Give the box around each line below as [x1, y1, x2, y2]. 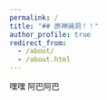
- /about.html [17, 55, 71, 64]
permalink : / [9, 13, 59, 23]
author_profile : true [9, 30, 92, 39]
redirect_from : [9, 38, 67, 48]
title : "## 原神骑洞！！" [9, 22, 100, 31]
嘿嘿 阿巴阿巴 [9, 81, 60, 91]
